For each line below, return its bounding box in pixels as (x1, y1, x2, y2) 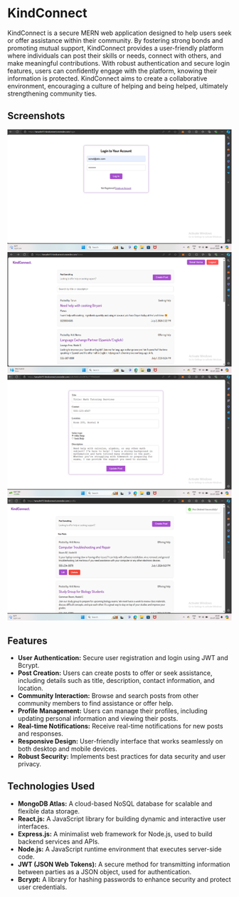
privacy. (17, 759, 41, 768)
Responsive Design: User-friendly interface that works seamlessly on (17, 736, 223, 745)
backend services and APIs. (17, 837, 100, 846)
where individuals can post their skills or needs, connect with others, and (7, 51, 222, 60)
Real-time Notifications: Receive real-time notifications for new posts (17, 721, 223, 730)
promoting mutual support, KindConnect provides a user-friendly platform (7, 44, 224, 52)
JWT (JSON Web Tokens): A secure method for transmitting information (17, 860, 230, 868)
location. (17, 684, 44, 692)
